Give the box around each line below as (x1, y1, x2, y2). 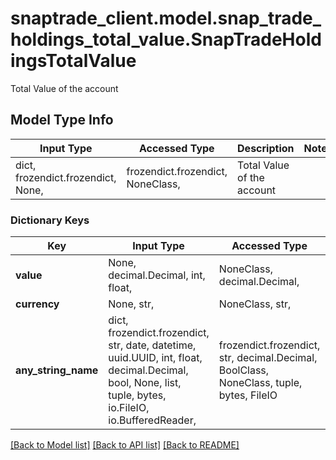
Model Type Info (10, 112, 114, 129)
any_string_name (15, 363, 99, 377)
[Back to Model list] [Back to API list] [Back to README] (10, 439, 240, 451)
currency (15, 297, 60, 311)
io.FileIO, (108, 401, 150, 415)
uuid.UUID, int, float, (108, 351, 203, 365)
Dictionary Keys (10, 213, 90, 227)
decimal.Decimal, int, (108, 268, 206, 282)
